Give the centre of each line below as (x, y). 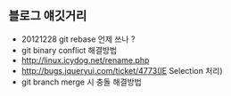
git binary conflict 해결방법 (69, 50)
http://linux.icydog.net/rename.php (85, 60)
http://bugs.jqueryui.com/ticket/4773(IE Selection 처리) (122, 70)
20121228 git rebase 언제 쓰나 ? (78, 39)
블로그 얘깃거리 (48, 16)
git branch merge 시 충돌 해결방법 (81, 82)
